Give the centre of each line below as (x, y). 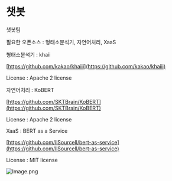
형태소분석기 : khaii (28, 54)
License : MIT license (32, 160)
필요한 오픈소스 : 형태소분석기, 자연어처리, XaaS (61, 42)
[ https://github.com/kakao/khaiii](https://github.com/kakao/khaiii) (86, 66)
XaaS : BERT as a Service (37, 131)
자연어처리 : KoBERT (30, 90)
